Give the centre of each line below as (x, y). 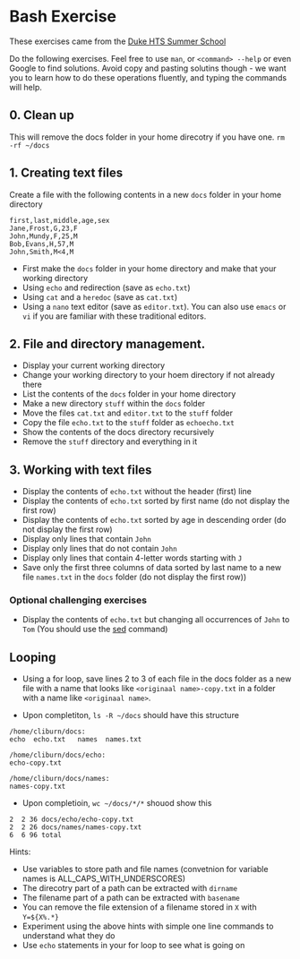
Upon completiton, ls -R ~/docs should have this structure (131, 715)
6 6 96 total (36, 835)
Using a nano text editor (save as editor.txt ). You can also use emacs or (154, 306)
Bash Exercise (63, 17)
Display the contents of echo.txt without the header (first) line (137, 492)
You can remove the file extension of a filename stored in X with (139, 907)
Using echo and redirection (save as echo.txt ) (106, 287)
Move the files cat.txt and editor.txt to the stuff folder (127, 413)
